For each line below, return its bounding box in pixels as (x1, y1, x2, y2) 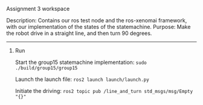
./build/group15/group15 (14, 65, 78, 71)
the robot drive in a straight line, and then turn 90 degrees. (6, 30, 152, 37)
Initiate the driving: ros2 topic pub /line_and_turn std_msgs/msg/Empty (14, 87, 193, 94)
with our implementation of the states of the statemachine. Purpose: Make (6, 24, 191, 30)
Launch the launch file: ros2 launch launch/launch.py (14, 75, 149, 83)
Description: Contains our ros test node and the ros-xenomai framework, (6, 17, 187, 24)
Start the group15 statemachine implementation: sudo (14, 59, 147, 66)
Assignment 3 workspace (6, 5, 70, 12)
